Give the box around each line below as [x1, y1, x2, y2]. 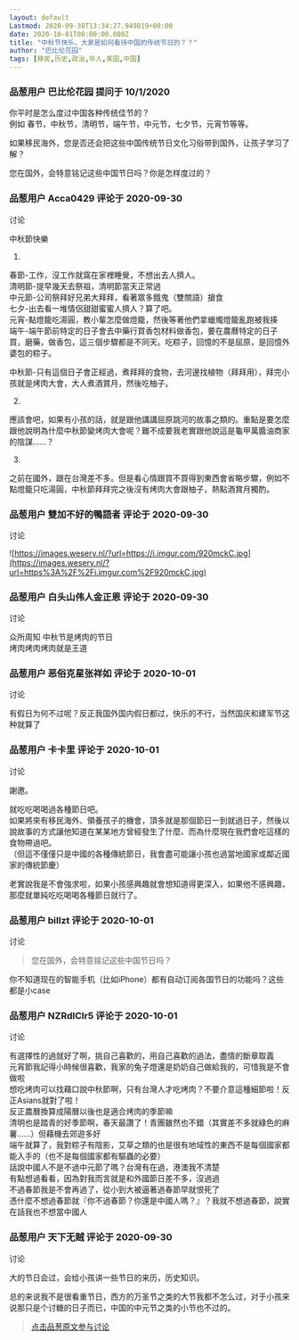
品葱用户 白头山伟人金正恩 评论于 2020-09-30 [9, 591, 209, 603]
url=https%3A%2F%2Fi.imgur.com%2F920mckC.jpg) [9, 567, 207, 577]
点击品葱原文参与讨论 [30, 1321, 109, 1332]
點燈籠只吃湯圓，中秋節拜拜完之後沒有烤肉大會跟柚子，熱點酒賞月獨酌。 [9, 484, 274, 494]
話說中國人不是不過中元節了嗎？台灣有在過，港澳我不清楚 [9, 1162, 220, 1173]
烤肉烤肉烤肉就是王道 [9, 643, 87, 654]
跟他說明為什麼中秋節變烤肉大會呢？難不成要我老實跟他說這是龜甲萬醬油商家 [9, 425, 290, 435]
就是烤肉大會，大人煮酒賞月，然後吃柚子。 [16, 377, 174, 388]
